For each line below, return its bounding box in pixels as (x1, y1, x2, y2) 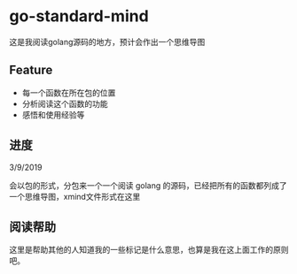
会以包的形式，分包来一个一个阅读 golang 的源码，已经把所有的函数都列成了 (9, 179, 287, 191)
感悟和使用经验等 (21, 109, 85, 120)
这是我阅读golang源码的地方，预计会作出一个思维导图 (9, 36, 206, 47)
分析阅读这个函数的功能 (21, 98, 108, 109)
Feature (9, 63, 53, 78)
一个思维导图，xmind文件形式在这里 (9, 191, 141, 202)
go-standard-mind (9, 6, 149, 27)
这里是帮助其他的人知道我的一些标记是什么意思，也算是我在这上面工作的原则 (9, 245, 289, 255)
